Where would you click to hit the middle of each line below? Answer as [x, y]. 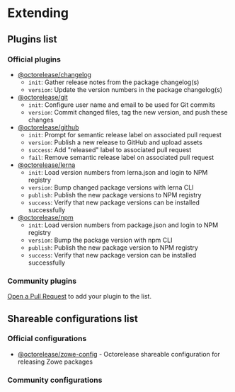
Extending [38, 13]
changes [41, 120]
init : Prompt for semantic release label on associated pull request [125, 134]
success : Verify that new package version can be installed [112, 255]
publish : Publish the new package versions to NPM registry [115, 195]
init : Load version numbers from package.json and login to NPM [123, 225]
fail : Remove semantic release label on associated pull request [121, 157]
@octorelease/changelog [55, 74]
